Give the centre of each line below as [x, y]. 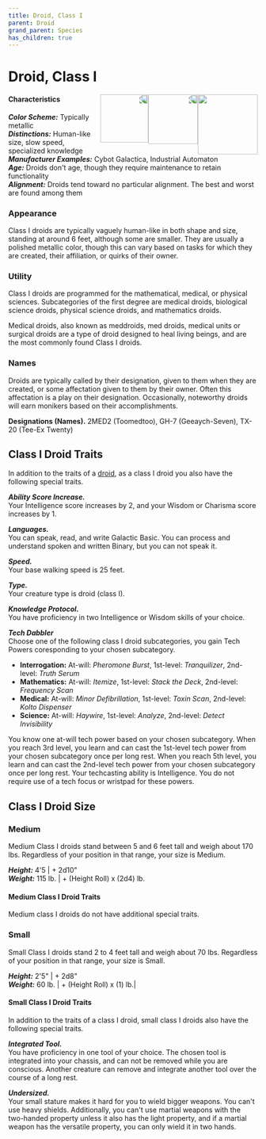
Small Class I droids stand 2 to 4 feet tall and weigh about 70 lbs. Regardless [133, 952]
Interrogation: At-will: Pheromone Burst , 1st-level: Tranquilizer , [122, 665]
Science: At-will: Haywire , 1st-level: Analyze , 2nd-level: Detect [122, 716]
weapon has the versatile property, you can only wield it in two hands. [122, 1126]
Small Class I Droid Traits [50, 1003]
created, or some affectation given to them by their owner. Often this [120, 388]
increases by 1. [32, 514]
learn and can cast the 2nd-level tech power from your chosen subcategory [132, 765]
